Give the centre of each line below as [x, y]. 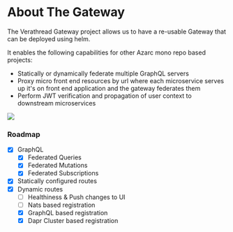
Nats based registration [61, 205]
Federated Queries [54, 157]
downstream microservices [57, 103]
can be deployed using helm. [49, 38]
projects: [20, 59]
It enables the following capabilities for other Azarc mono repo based [106, 52]
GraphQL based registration [68, 212]
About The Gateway [66, 12]
